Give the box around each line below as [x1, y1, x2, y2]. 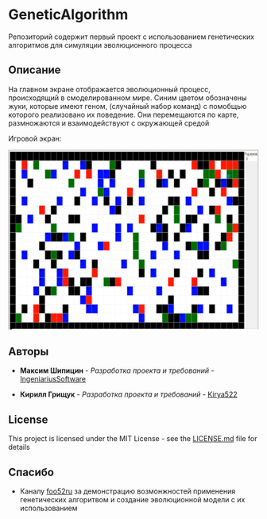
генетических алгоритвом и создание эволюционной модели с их [19, 494, 246, 504]
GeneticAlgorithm [8, 6, 129, 24]
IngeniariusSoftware [19, 374, 86, 384]
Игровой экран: [8, 134, 62, 143]
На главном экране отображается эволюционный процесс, [8, 84, 211, 94]
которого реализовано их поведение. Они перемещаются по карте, [8, 110, 239, 119]
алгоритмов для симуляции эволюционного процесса [8, 40, 192, 49]
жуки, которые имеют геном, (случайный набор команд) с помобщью [8, 101, 247, 110]
